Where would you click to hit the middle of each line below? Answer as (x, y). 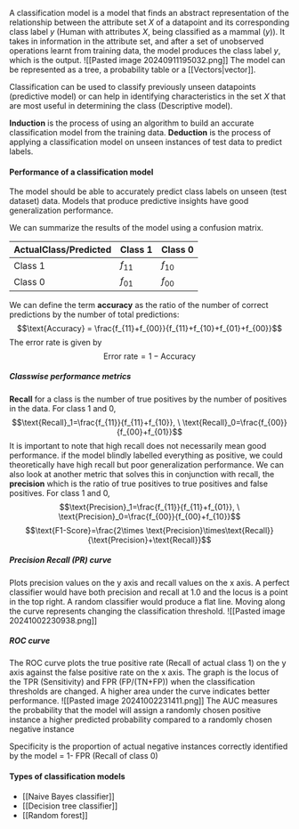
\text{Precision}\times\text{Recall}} (210, 530)
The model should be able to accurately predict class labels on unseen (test (148, 191)
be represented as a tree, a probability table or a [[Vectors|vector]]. (133, 69)
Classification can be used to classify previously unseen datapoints (133, 87)
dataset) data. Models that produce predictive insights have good (129, 201)
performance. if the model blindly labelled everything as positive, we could (146, 455)
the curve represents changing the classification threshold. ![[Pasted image (147, 611)
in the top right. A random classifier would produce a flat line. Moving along (147, 601)
